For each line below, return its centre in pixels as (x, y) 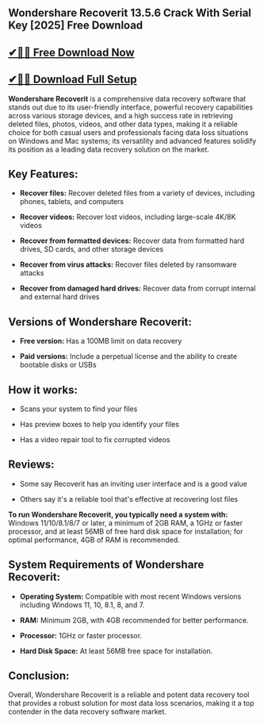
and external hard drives (59, 297)
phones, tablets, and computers (72, 202)
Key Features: (43, 174)
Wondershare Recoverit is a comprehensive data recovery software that (127, 98)
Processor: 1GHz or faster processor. (81, 635)
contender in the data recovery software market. (87, 712)
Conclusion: (39, 676)
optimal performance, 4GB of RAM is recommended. (94, 540)
